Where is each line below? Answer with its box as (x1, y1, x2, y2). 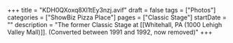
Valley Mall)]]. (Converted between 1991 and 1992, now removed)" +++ (7, 28, 213, 36)
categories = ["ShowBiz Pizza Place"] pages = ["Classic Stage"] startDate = (7, 13, 227, 21)
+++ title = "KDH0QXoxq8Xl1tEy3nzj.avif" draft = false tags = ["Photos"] (7, 6, 216, 14)
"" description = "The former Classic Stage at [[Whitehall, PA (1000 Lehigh (7, 21, 222, 28)
